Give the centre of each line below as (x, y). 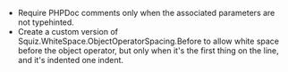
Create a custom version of (68, 32)
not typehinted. (46, 22)
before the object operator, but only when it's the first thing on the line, (148, 51)
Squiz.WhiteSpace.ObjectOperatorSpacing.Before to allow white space (148, 41)
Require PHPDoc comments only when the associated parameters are (146, 13)
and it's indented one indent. (70, 60)
